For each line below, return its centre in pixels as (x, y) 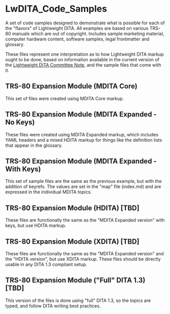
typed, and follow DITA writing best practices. (53, 306)
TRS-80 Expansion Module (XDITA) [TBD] (72, 241)
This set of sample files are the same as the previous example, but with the (83, 181)
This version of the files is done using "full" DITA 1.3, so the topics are (78, 300)
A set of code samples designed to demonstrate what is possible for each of (85, 23)
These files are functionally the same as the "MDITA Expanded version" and (84, 253)
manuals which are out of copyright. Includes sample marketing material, (88, 33)
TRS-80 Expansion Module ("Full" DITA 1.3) (75, 280)
